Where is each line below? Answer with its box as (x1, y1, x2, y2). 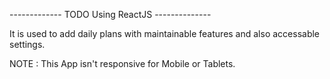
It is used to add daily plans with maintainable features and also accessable (9, 28, 321, 39)
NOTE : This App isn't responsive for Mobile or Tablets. (9, 58, 236, 69)
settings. (9, 39, 46, 50)
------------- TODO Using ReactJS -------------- (9, 9, 212, 20)
